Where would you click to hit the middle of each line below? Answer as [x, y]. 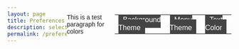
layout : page [26, 14]
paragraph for [86, 24]
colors [75, 32]
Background [142, 20]
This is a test [84, 17]
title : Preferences [36, 21]
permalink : [23, 34]
